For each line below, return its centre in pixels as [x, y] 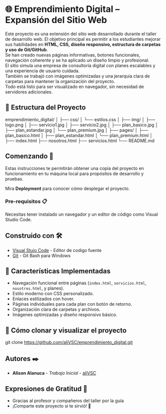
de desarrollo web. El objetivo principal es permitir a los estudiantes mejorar [83, 39]
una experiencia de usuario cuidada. [42, 71]
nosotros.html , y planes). [38, 288]
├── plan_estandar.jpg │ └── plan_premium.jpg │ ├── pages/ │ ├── [77, 130]
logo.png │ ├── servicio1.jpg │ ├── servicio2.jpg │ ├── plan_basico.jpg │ [82, 125]
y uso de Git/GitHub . [27, 49]
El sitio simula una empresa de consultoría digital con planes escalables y [80, 65]
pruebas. [14, 179]
